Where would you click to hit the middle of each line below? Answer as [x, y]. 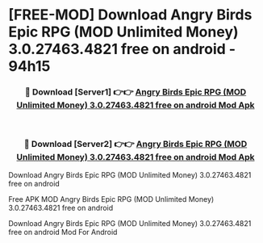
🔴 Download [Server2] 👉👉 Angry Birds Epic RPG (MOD [136, 145]
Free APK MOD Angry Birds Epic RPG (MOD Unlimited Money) [111, 199]
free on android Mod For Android [63, 232]
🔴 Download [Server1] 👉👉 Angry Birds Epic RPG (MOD [136, 92]
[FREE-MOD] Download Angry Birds [130, 15]
